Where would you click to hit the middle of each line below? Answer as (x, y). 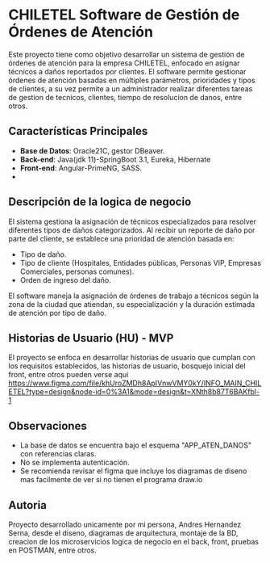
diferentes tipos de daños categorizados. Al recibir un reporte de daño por (132, 230)
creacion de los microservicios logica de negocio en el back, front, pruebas (134, 542)
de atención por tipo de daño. (58, 313)
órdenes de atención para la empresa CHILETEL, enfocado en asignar (124, 63)
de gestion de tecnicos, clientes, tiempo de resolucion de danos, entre (125, 97)
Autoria (27, 505)
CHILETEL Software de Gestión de (124, 15)
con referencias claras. (58, 454)
